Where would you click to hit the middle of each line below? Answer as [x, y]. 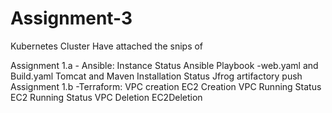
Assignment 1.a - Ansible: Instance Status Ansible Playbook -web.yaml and [164, 65]
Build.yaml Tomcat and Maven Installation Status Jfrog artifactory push [156, 76]
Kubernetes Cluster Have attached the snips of [107, 46]
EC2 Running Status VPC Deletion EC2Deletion [106, 97]
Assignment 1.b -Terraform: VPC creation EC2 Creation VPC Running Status [166, 86]
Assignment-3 [71, 18]
